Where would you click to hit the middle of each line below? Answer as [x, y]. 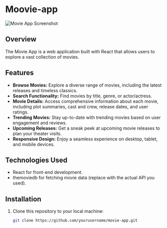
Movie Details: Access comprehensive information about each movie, [85, 101]
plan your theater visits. [37, 133]
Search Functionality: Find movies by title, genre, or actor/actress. [82, 96]
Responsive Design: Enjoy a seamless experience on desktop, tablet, [85, 139]
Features [19, 73]
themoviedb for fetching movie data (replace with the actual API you [83, 178]
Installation [23, 199]
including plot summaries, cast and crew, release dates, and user [80, 106]
